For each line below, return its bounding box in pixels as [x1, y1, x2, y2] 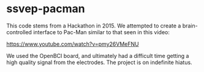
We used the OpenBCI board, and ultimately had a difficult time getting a [6, 52, 189, 59]
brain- [182, 22, 198, 29]
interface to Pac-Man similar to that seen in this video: [33, 28, 170, 35]
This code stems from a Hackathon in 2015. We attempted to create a [6, 22, 181, 29]
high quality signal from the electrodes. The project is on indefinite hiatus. [6, 59, 192, 66]
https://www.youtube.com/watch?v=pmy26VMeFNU [6, 40, 139, 48]
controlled [6, 28, 32, 35]
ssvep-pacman [6, 2, 85, 16]
